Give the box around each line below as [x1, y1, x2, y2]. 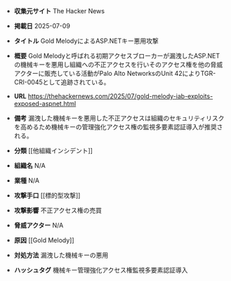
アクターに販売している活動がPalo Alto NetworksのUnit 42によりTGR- [13, 70, 216, 77]
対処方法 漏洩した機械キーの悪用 [13, 251, 109, 259]
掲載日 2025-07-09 [13, 22, 70, 30]
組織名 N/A [13, 162, 46, 169]
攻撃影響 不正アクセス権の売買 [13, 207, 103, 214]
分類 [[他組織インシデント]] [13, 147, 93, 155]
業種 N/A [13, 176, 40, 185]
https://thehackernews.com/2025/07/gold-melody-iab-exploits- [27, 92, 213, 100]
